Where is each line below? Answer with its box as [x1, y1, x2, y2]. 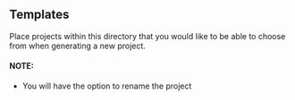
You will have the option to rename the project [21, 80, 192, 92]
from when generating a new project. [9, 40, 146, 51]
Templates [9, 7, 70, 22]
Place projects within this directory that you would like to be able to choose [9, 30, 286, 41]
